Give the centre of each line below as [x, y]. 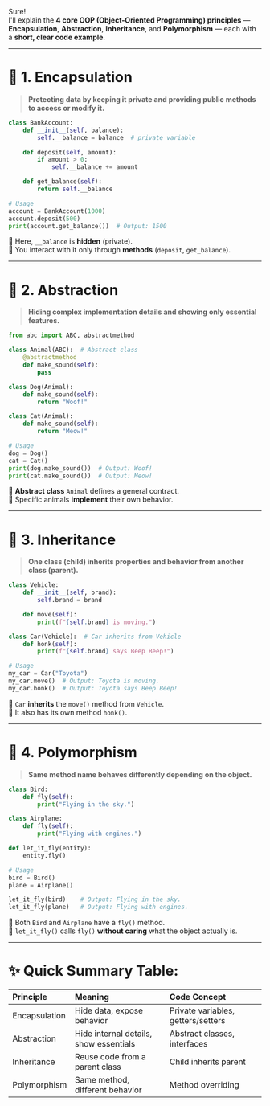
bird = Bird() [32, 878]
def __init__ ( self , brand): [70, 593]
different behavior [108, 1090]
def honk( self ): [50, 644]
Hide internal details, [114, 1034]
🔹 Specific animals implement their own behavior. [91, 500]
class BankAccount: [41, 123]
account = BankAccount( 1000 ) [57, 211]
